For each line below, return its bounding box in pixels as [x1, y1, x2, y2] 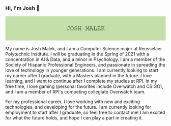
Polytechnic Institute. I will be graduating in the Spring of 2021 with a [5, 51, 149, 57]
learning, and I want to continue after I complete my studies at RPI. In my [5, 78, 157, 84]
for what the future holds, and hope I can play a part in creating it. [5, 114, 144, 121]
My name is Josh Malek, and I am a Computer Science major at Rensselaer [5, 45, 162, 51]
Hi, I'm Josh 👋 [5, 5, 40, 12]
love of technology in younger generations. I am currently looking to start [5, 67, 159, 73]
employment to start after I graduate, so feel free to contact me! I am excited [5, 109, 165, 115]
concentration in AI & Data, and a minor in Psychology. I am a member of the [5, 56, 165, 62]
